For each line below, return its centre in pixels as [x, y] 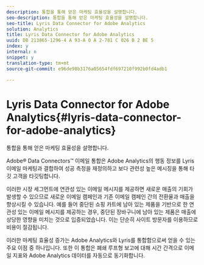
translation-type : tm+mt [38, 63]
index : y [17, 46]
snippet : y [20, 57]
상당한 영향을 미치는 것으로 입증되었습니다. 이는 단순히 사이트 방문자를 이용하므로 [102, 220]
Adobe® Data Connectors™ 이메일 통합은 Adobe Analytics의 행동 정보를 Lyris [100, 161]
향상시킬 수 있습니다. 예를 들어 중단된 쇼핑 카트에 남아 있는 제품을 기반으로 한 [97, 205]
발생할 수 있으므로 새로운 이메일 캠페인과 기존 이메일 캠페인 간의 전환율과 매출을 [100, 197]
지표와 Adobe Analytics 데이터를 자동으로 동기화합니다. [79, 256]
